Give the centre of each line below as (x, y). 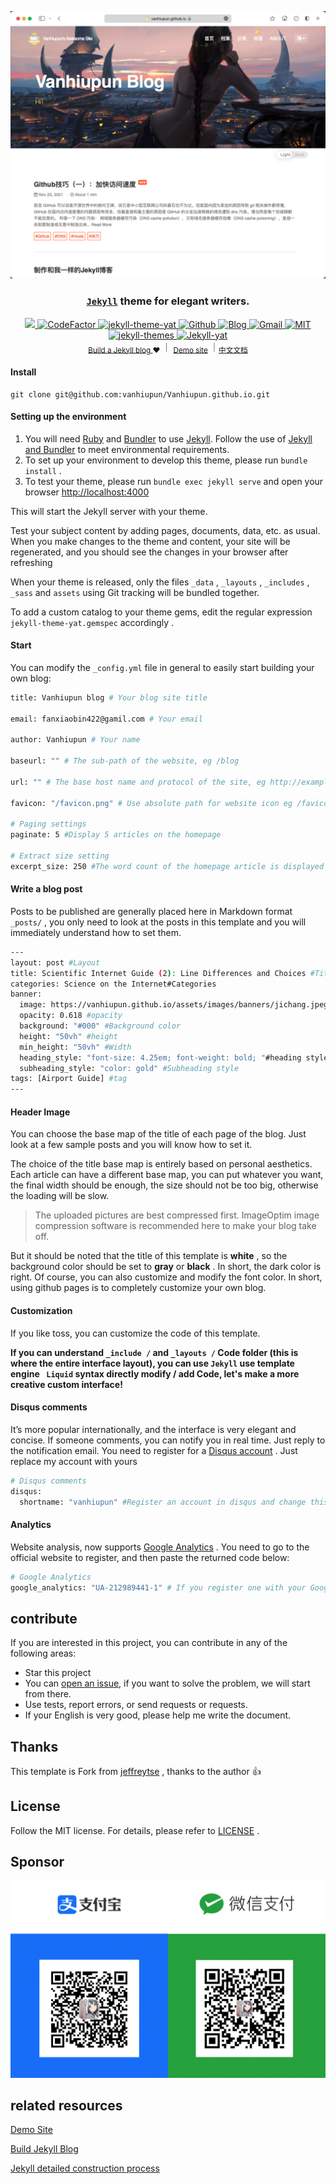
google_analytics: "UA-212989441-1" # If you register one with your (158, 1587)
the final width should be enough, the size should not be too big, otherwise (164, 1185)
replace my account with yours (74, 1461)
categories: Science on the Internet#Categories (113, 984)
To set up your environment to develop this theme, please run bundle (166, 460)
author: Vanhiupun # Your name (75, 740)
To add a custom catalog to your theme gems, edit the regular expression (161, 612)
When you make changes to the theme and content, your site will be (150, 541)
